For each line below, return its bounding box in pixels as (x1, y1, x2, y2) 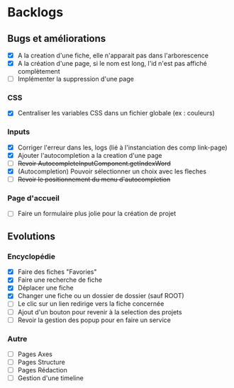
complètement (17, 67, 60, 76)
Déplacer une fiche (17, 284, 74, 292)
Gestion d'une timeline (17, 374, 84, 382)
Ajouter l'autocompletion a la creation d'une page (17, 151, 162, 159)
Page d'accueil (7, 193, 60, 203)
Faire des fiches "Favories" (17, 268, 97, 276)
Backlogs (7, 4, 64, 21)
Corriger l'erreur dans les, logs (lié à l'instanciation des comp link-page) (17, 143, 228, 152)
